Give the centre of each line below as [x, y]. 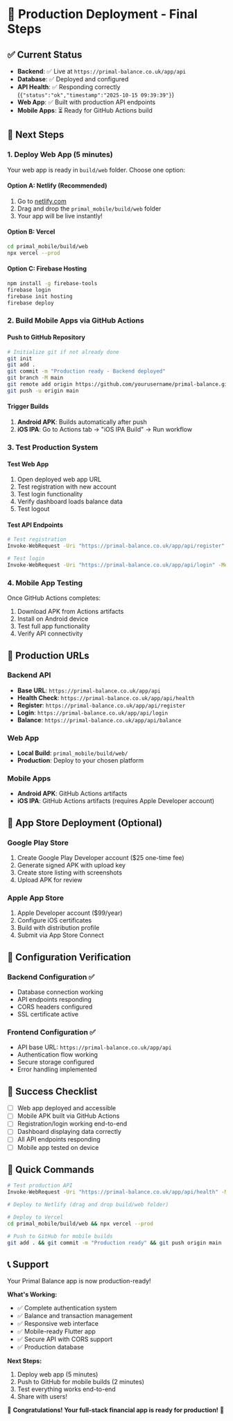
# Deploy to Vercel [35, 1217]
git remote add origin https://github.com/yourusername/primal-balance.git [119, 384]
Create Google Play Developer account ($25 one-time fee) [101, 858]
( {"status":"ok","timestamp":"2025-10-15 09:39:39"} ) [96, 95]
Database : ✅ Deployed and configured [73, 79]
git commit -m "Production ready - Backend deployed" [87, 371]
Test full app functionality [53, 626]
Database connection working [60, 992]
